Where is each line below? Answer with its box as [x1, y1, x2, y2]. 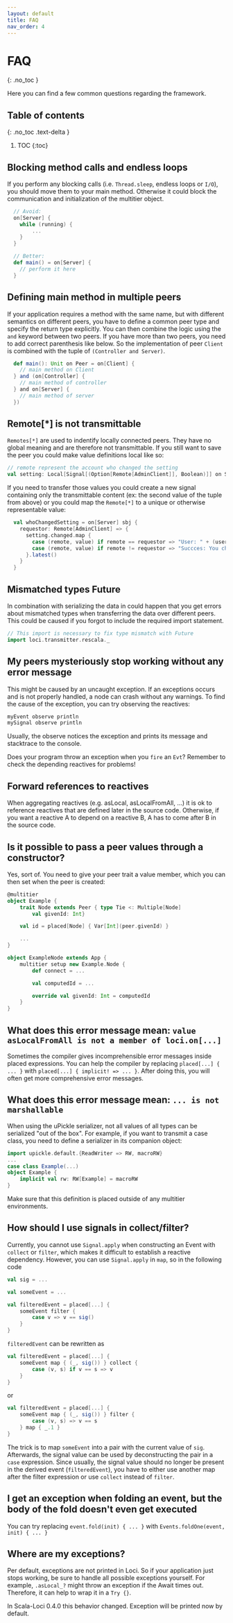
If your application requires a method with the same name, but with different [7, 309, 225, 318]
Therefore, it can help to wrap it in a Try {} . [7, 1588, 132, 1597]
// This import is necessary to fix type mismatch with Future [7, 630, 194, 637]
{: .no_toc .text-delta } [7, 128, 70, 136]
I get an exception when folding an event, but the [7, 1493, 223, 1504]
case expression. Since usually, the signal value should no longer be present [7, 1458, 225, 1466]
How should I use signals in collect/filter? [7, 1222, 189, 1234]
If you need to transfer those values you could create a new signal [7, 484, 196, 492]
